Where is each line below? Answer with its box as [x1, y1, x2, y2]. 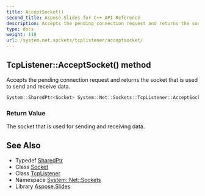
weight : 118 [6, 32, 37, 38]
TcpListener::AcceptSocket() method [6, 60, 151, 70]
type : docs [6, 26, 34, 32]
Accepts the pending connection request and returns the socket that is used [6, 76, 198, 83]
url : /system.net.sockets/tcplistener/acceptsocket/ [6, 37, 143, 43]
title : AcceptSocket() [6, 9, 64, 15]
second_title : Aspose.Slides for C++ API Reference [6, 15, 140, 21]
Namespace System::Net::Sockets [15, 176, 101, 183]
